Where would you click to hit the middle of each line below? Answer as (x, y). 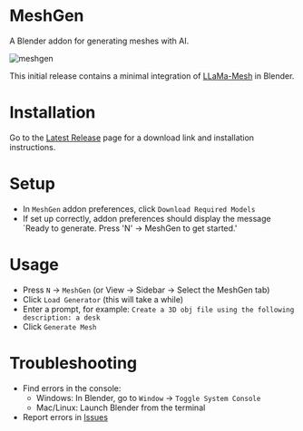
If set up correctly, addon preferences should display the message (147, 218)
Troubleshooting (73, 363)
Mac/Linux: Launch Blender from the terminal (121, 407)
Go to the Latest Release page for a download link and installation (132, 138)
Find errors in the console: (72, 388)
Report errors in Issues (65, 417)
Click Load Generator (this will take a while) (103, 299)
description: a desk (61, 318)
